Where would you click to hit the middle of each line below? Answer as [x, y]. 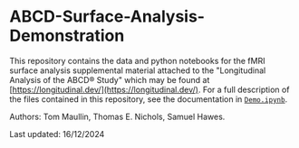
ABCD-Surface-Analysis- [107, 17]
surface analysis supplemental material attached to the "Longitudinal [138, 70]
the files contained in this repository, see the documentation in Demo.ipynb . [149, 99]
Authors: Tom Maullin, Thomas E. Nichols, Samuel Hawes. [117, 116]
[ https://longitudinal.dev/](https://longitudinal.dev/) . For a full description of [149, 89]
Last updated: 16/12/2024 [57, 134]
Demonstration [67, 36]
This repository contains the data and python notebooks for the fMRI [137, 60]
